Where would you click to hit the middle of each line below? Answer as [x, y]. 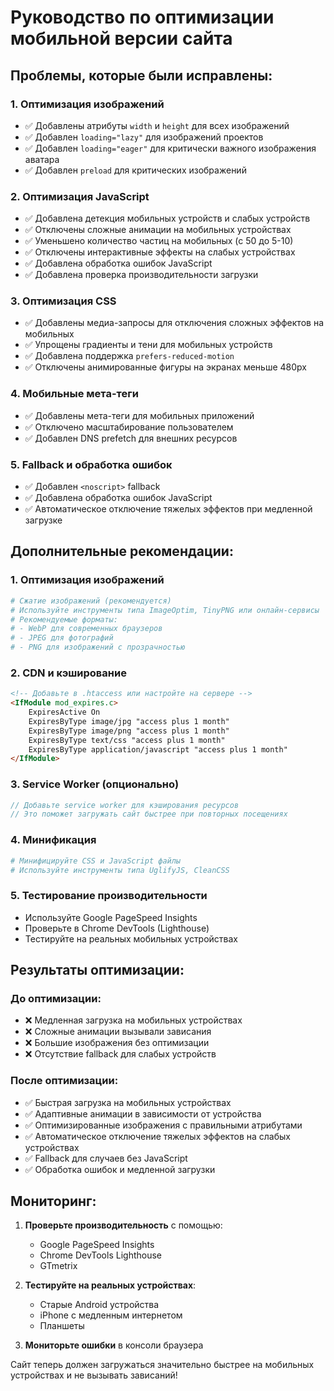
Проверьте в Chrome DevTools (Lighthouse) [117, 928]
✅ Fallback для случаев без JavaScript [106, 1158]
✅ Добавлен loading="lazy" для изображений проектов [144, 137]
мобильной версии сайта [121, 38]
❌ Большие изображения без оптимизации [117, 1043]
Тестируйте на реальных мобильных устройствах [131, 938]
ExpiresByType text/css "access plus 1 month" [127, 740]
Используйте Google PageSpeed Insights [111, 917]
